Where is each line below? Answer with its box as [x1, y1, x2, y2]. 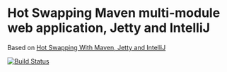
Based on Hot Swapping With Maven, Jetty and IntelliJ [7, 43, 166, 52]
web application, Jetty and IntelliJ [7, 20, 211, 36]
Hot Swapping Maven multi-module [7, 5, 221, 21]
